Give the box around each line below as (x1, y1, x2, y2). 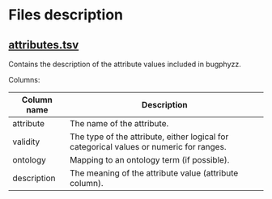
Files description (8, 6, 124, 24)
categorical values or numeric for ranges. (70, 142, 227, 152)
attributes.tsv (8, 38, 79, 52)
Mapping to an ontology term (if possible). (70, 155, 230, 165)
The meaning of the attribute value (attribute (70, 167, 239, 179)
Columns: (8, 75, 40, 84)
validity (12, 136, 40, 147)
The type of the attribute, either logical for (70, 131, 229, 142)
